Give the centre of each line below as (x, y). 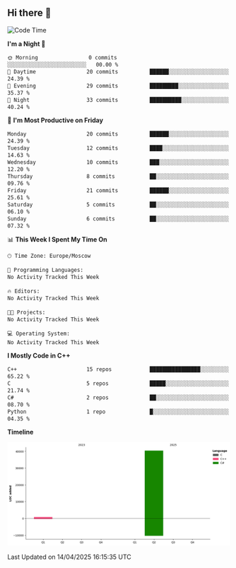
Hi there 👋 (29, 13)
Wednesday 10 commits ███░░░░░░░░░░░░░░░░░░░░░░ (118, 162)
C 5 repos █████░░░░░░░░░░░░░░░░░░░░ (118, 383)
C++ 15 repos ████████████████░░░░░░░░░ (118, 369)
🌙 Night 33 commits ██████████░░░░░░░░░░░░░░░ (118, 100)
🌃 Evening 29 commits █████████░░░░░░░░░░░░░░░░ (118, 85)
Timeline (20, 432)
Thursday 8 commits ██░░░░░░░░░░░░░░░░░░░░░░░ (118, 176)
